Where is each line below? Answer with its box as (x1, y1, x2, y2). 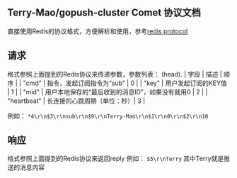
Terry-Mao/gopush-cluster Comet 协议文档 (7, 6, 202, 19)
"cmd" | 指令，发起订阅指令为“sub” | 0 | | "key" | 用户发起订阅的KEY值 (23, 79, 228, 87)
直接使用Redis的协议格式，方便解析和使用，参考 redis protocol (7, 27, 188, 35)
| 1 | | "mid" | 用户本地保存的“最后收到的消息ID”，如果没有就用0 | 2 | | (7, 87, 208, 96)
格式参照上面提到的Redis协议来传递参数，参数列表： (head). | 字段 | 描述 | (7, 69, 223, 78)
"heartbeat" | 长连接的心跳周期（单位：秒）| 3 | (7, 96, 146, 105)
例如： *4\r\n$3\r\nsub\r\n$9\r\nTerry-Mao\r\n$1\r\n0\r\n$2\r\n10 (7, 111, 209, 120)
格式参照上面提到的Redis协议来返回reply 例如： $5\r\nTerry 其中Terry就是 (7, 155, 224, 163)
